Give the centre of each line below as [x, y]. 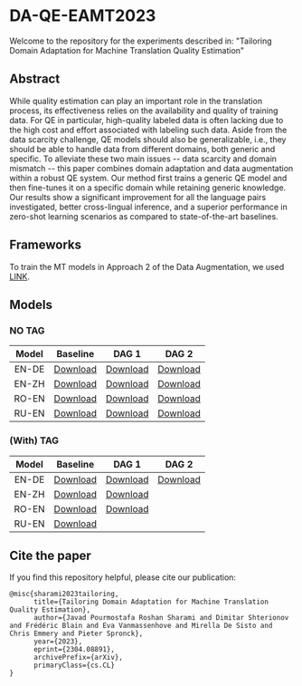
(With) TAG [34, 440]
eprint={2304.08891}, [74, 650]
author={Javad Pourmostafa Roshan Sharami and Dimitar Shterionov [161, 618]
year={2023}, [58, 642]
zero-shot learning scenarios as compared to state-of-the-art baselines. [144, 216]
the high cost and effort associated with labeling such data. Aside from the [148, 130]
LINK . [19, 276]
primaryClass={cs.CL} [74, 666]
